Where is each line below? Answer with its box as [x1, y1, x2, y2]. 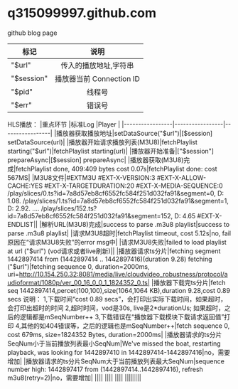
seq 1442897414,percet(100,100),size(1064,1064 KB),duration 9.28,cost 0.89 [7, 286, 231, 294]
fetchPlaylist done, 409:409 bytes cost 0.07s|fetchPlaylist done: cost [15, 164, 218, 173]
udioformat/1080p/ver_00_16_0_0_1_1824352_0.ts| [7, 278, 151, 287]
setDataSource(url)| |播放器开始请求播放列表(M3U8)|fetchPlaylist [7, 137, 198, 146]
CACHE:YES [7, 181, 43, 190]
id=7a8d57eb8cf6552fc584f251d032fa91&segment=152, [7, 211, 173, 220]
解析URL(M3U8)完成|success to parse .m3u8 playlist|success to [41, 220, 229, 228]
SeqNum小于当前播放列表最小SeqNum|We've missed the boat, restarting [7, 339, 222, 348]
